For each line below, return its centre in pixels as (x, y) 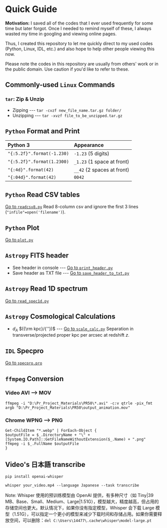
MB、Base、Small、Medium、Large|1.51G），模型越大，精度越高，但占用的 (82, 501)
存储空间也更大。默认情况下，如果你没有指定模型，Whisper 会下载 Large (80, 507)
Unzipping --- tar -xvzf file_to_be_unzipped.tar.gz (67, 115)
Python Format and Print (42, 131)
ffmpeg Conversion (34, 378)
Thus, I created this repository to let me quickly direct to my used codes (79, 43)
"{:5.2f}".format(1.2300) (38, 162)
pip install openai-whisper (34, 476)
